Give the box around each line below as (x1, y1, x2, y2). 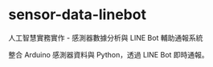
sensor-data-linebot (8, 6, 147, 24)
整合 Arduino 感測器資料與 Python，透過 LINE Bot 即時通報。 (8, 49, 209, 59)
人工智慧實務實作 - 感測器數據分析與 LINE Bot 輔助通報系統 (8, 33, 203, 42)
